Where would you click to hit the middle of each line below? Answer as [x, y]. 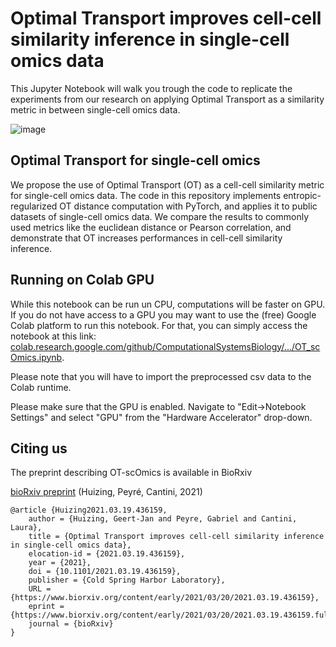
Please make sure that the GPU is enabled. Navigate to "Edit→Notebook [158, 406]
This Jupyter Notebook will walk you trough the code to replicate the [151, 88]
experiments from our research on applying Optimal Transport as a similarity [167, 99]
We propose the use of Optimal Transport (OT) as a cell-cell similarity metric [167, 184]
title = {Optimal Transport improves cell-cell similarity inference [176, 537]
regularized [34, 206]
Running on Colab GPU [82, 280]
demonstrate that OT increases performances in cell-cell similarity [146, 238]
